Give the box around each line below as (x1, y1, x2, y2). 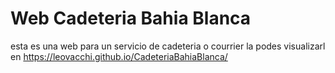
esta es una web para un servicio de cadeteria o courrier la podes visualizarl (10, 40, 326, 52)
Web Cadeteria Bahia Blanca (10, 7, 252, 30)
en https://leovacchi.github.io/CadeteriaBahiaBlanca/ (10, 50, 228, 62)
